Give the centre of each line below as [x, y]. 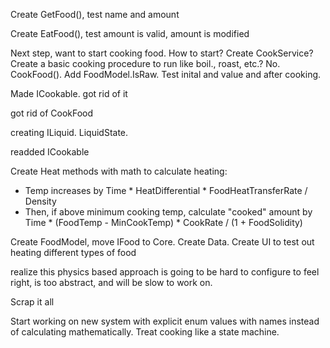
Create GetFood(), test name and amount [95, 14]
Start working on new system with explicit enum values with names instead [165, 321]
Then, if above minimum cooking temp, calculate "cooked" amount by [168, 212]
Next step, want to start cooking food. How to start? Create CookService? [162, 53]
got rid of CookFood [52, 113]
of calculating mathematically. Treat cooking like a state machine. [145, 332]
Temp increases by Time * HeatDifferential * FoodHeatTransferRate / [166, 190]
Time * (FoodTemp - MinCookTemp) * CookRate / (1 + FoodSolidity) [163, 222]
